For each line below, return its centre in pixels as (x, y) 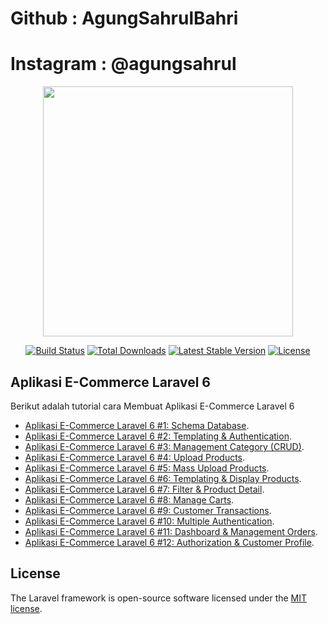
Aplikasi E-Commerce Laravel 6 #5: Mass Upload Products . (147, 468)
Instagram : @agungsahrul (123, 64)
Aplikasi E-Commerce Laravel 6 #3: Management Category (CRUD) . (164, 446)
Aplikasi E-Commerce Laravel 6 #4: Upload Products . (135, 457)
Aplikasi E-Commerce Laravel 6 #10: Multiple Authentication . (149, 521)
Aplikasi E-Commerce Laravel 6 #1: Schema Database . (137, 425)
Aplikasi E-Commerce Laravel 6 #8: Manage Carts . (129, 499)
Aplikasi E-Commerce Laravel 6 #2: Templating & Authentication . (158, 436)
